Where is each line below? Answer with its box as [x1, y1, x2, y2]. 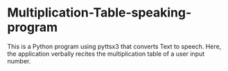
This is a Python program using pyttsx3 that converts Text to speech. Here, [7, 42, 222, 50]
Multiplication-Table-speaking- [7, 5, 192, 21]
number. [7, 57, 31, 65]
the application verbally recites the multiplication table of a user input [7, 50, 205, 58]
